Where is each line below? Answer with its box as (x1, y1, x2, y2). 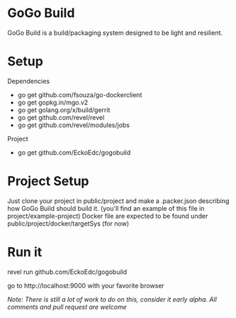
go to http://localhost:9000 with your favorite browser (7, 281, 164, 290)
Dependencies (7, 77, 50, 85)
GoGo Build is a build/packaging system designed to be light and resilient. (7, 28, 223, 37)
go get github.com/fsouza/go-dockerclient (17, 90, 142, 99)
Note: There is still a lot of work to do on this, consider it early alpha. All (7, 295, 218, 303)
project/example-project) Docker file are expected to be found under (7, 212, 208, 220)
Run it (7, 244, 43, 260)
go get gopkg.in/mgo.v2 (17, 98, 89, 106)
